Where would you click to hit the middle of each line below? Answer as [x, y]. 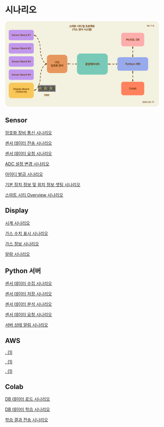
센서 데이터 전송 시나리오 [29, 143]
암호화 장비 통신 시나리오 [29, 133]
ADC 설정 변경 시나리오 [27, 163]
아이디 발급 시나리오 [24, 174]
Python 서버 [23, 271]
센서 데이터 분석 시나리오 [29, 304]
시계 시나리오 [18, 223]
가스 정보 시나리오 [22, 244]
